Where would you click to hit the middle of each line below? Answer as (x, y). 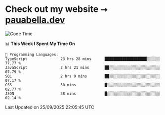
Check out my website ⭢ (56, 9)
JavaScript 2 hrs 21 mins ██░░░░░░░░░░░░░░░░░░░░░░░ (83, 67)
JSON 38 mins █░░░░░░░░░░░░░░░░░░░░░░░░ (83, 93)
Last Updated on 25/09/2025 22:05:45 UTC (50, 107)
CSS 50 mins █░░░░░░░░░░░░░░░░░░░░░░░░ (83, 85)
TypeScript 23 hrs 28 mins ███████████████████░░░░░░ (83, 59)
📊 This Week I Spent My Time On (40, 44)
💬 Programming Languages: (32, 55)
